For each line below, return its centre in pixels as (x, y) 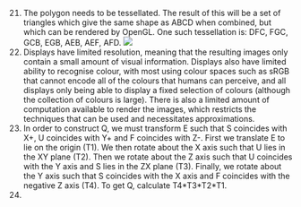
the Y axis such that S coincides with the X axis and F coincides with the (156, 176)
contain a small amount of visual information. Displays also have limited (155, 61)
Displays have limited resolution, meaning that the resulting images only (155, 52)
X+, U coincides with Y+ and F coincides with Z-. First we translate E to (154, 138)
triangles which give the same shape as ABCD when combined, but (147, 22)
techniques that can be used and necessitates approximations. (139, 119)
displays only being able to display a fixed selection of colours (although (156, 90)
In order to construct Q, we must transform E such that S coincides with (155, 128)
